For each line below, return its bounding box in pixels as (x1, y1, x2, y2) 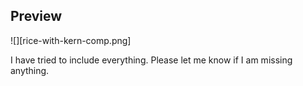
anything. (10, 64, 50, 76)
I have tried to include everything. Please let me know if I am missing (10, 54, 293, 66)
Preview (10, 8, 63, 25)
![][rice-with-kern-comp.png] (10, 34, 132, 46)
